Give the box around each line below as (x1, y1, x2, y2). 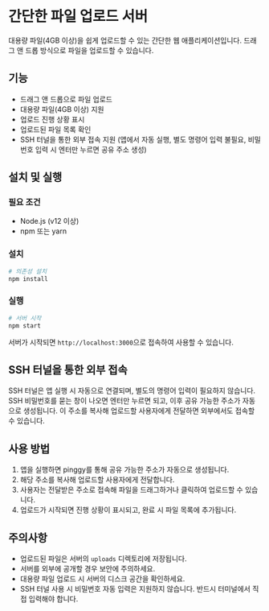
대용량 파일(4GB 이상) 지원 (19, 104, 104, 114)
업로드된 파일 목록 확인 (19, 124, 92, 134)
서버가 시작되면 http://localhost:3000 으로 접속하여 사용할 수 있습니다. (8, 337, 234, 347)
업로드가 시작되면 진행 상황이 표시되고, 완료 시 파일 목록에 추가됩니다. (19, 505, 237, 515)
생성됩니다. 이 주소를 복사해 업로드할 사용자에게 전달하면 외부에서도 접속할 (22, 406, 255, 415)
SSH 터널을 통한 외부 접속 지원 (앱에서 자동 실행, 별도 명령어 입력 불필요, (19, 134, 247, 144)
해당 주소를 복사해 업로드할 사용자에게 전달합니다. (19, 475, 175, 485)
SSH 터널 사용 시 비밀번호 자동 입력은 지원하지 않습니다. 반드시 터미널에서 (19, 584, 251, 593)
